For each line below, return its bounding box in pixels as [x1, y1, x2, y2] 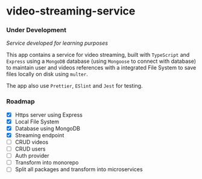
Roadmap [6, 97, 35, 106]
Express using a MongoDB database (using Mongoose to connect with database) [6, 57, 197, 65]
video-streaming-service [6, 4, 136, 18]
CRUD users [14, 145, 46, 152]
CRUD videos [14, 138, 49, 146]
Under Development [6, 26, 66, 34]
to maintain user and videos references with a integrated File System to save [6, 64, 197, 71]
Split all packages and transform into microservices [14, 166, 143, 173]
